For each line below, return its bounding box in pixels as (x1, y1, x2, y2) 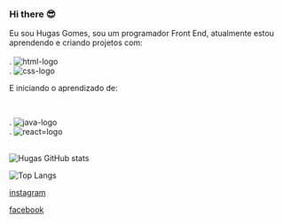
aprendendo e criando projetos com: (9, 37, 144, 48)
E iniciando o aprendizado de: (9, 83, 118, 94)
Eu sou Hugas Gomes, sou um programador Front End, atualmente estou (9, 28, 275, 39)
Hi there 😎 (9, 8, 56, 20)
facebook (9, 204, 44, 215)
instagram (9, 188, 46, 198)
